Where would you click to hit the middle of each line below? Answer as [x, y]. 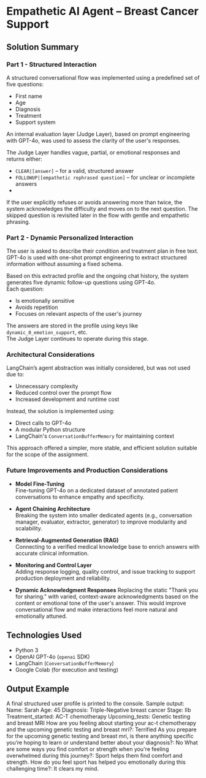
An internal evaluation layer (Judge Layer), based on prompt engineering [98, 134]
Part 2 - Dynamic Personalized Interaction [70, 237]
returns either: [25, 159]
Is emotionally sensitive [45, 301]
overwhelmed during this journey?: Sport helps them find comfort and [94, 756]
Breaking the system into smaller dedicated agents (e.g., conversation [104, 515]
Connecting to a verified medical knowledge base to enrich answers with [107, 546]
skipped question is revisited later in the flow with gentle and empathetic [98, 215]
